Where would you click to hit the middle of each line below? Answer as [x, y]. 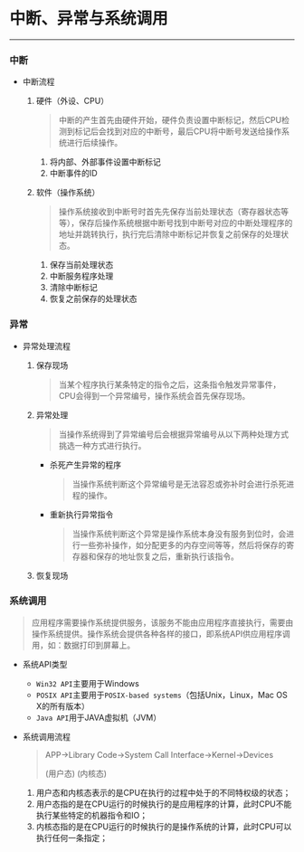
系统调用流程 [46, 736]
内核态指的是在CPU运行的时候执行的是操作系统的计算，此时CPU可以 [164, 826]
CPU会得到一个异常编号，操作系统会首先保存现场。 [154, 395]
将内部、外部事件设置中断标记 [105, 162]
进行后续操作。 [95, 143]
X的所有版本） [63, 705]
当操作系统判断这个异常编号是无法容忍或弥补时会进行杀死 [179, 484]
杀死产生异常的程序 [85, 464]
